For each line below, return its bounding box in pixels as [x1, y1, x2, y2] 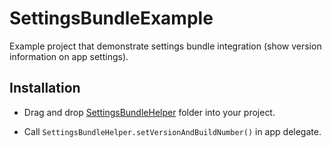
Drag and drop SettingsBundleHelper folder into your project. [23, 106, 276, 118]
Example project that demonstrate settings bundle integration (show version [9, 40, 322, 52]
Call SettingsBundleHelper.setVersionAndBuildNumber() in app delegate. [23, 125, 322, 137]
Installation [9, 80, 81, 97]
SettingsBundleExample [9, 7, 214, 30]
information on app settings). [9, 50, 129, 62]
